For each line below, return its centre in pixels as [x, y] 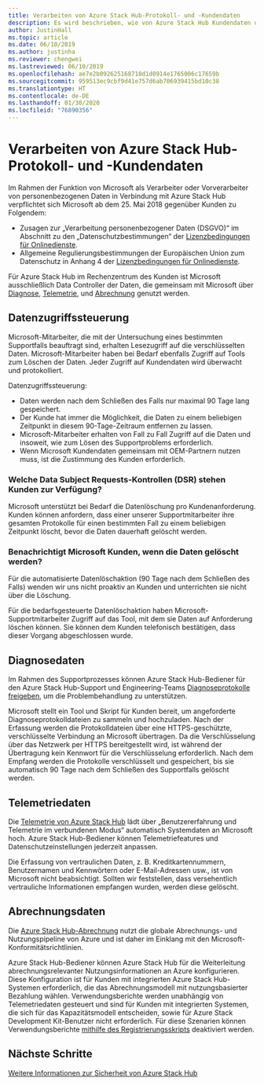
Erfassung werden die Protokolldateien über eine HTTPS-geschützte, [120, 728]
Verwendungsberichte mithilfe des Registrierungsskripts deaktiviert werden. [131, 1029]
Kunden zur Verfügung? [55, 489]
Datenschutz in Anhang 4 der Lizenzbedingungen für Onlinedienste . [130, 261]
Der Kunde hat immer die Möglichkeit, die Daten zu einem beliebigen [130, 417]
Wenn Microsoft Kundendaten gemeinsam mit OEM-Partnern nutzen [130, 451]
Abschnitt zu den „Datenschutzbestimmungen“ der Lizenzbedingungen [135, 236]
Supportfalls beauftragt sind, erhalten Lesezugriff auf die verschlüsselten [126, 345]
